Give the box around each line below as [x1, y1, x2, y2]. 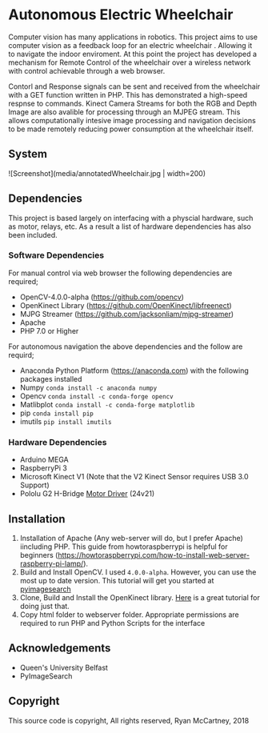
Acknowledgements [8, 642, 111, 655]
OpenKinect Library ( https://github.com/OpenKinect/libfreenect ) [19, 300, 232, 310]
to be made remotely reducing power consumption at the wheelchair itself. [8, 124, 254, 134]
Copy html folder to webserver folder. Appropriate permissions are [19, 610, 239, 619]
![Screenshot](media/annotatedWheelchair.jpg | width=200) [8, 168, 206, 178]
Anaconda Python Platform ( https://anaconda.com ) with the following [19, 366, 250, 375]
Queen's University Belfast [19, 663, 108, 672]
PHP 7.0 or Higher [19, 326, 79, 335]
